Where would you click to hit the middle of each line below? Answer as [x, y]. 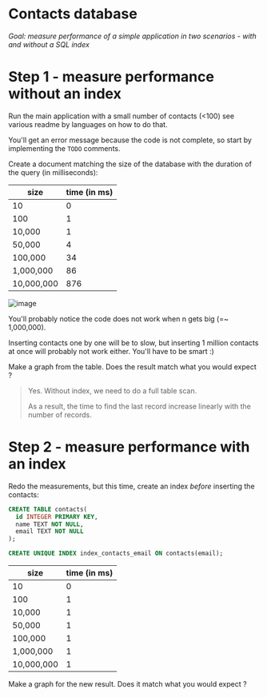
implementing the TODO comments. [65, 148]
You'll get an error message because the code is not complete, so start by [130, 140]
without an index [65, 94]
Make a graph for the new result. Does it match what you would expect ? [128, 684]
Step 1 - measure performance [111, 77]
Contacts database [73, 14]
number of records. [60, 414]
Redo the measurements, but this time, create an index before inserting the [132, 486]
